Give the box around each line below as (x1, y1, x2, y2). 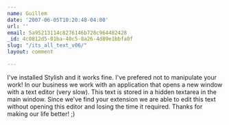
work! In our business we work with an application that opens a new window (7, 80, 223, 89)
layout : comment (7, 49, 53, 56)
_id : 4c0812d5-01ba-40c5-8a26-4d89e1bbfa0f (7, 36, 134, 43)
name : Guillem (7, 10, 48, 17)
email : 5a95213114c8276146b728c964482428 (7, 29, 128, 36)
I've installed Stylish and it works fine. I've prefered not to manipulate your (7, 73, 217, 81)
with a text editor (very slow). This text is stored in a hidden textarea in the (7, 87, 217, 96)
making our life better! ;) (7, 109, 75, 117)
